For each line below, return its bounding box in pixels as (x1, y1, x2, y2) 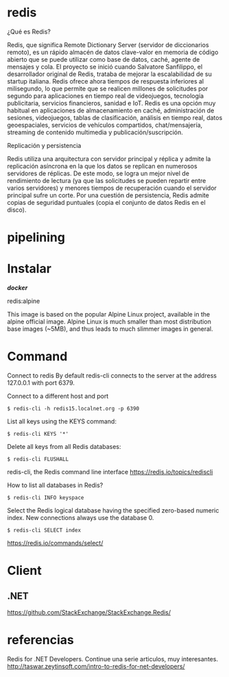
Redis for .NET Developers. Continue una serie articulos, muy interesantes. (7, 654, 218, 663)
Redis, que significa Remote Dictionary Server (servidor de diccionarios (7, 40, 209, 49)
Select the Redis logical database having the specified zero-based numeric (7, 506, 219, 515)
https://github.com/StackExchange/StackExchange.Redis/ (7, 608, 171, 616)
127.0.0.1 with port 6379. (7, 379, 75, 386)
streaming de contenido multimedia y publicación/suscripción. (7, 128, 184, 136)
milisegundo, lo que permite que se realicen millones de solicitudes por (7, 84, 208, 93)
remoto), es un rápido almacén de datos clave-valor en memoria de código (7, 48, 219, 56)
